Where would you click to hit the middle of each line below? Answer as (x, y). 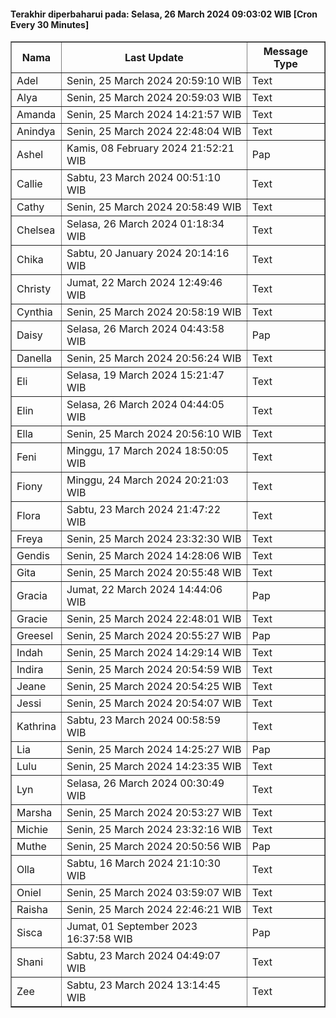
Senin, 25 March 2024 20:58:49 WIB (154, 207)
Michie (32, 830)
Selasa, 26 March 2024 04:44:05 (145, 405)
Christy (34, 289)
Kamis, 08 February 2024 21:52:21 (150, 148)
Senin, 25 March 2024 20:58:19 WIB (154, 312)
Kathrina (36, 727)
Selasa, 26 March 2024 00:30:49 (145, 783)
